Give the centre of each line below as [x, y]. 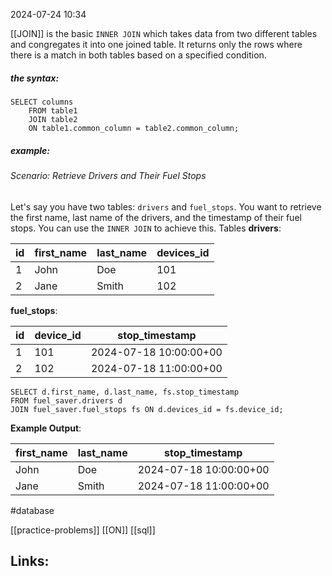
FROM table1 [53, 110]
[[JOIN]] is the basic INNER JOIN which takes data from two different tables [164, 33]
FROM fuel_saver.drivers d [66, 400]
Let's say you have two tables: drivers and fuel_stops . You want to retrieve [166, 206]
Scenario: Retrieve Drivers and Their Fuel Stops [108, 175]
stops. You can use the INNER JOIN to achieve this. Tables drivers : [146, 228]
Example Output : [46, 428]
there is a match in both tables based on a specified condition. [138, 55]
